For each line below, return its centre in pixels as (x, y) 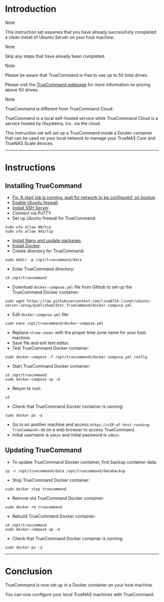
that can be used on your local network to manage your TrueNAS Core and (80, 138)
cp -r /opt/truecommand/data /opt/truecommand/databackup (65, 471)
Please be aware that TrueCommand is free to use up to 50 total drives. (77, 75)
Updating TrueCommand (43, 450)
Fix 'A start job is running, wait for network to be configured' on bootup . (84, 197)
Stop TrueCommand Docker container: (51, 480)
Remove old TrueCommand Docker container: (58, 498)
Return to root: (27, 388)
